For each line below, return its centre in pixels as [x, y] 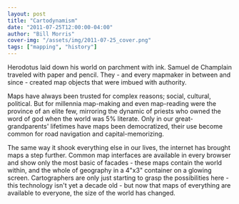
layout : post [27, 14]
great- [184, 119]
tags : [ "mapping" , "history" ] [52, 47]
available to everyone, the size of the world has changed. [92, 193]
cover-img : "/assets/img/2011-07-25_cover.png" [80, 41]
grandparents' [28, 126]
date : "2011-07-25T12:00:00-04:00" [60, 27]
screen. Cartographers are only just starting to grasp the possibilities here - [118, 178]
